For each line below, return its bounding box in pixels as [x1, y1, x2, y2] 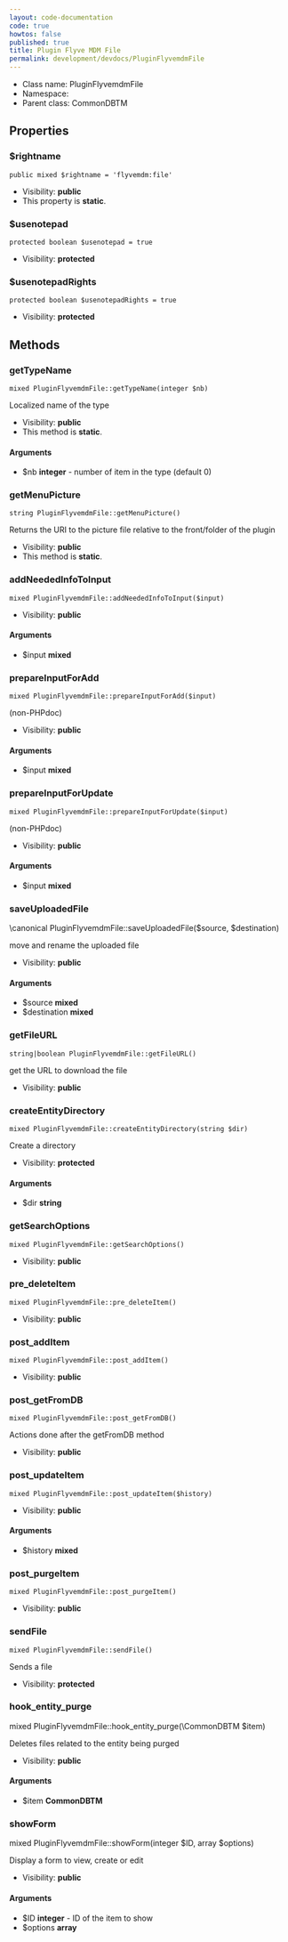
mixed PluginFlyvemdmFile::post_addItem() [9, 1356, 169, 1365]
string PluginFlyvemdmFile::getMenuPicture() [9, 509, 180, 518]
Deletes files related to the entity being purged [9, 1737, 180, 1749]
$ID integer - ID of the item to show [21, 1913, 154, 1923]
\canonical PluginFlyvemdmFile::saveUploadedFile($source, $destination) [9, 923, 280, 934]
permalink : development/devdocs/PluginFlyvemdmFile [9, 54, 204, 63]
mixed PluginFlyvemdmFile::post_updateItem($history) [9, 1489, 213, 1498]
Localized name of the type [9, 400, 109, 410]
